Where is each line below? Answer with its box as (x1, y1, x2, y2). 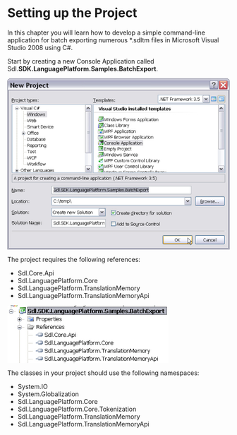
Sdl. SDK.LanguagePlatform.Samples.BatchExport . (7, 64, 159, 73)
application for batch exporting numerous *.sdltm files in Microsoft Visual (7, 35, 219, 44)
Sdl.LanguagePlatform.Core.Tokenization (17, 405, 137, 413)
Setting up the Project (7, 5, 138, 21)
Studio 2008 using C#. (7, 43, 73, 52)
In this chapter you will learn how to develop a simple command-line (7, 28, 206, 37)
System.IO (17, 382, 48, 391)
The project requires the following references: (7, 255, 141, 263)
